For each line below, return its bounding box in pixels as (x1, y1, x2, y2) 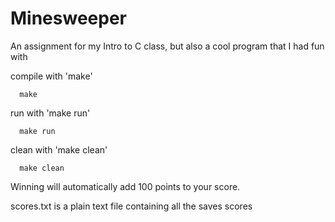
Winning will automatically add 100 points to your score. (10, 180, 241, 192)
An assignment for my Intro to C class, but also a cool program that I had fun (10, 40, 325, 52)
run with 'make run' (10, 107, 91, 119)
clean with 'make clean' (10, 143, 108, 156)
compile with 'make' (10, 70, 93, 82)
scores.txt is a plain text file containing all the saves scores (10, 200, 253, 212)
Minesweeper (10, 7, 127, 30)
